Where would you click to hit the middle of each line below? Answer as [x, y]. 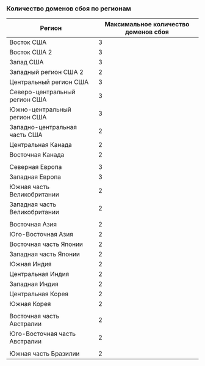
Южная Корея [30, 304]
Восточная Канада [37, 155]
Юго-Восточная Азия [41, 234]
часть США [26, 135]
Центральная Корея [39, 294]
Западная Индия [34, 284]
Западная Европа [35, 177]
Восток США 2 [31, 52]
